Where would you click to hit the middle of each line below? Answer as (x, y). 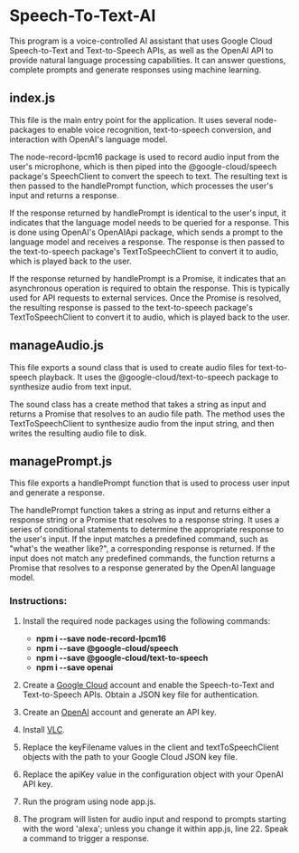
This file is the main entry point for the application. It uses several (131, 120)
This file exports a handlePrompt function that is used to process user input (150, 483)
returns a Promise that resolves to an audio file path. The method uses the (147, 414)
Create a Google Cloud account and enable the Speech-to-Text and (148, 685)
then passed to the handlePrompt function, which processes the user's (141, 186)
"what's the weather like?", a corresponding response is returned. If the (142, 549)
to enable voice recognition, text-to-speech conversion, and (160, 129)
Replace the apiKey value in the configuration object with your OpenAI (153, 774)
